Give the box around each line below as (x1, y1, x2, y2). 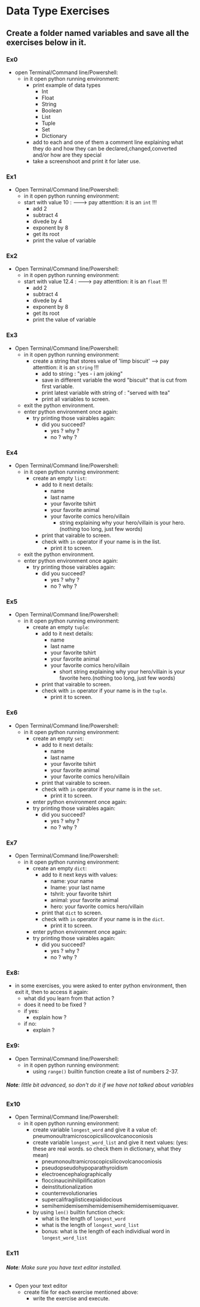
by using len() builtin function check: (32, 1208, 125, 1216)
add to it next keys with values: (41, 871, 118, 878)
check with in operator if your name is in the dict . (41, 915, 165, 922)
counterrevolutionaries (41, 1190, 97, 1197)
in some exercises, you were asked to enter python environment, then (14, 982, 187, 989)
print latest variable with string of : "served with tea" (41, 389, 170, 396)
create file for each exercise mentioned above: (23, 1288, 139, 1296)
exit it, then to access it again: (14, 989, 88, 996)
